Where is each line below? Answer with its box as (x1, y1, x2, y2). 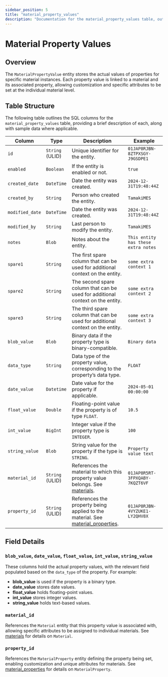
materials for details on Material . (5, 633, 73, 639)
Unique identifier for (71, 147, 119, 154)
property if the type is (71, 448, 123, 455)
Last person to (71, 220, 106, 227)
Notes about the (71, 236, 110, 243)
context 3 (127, 318, 151, 323)
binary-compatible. (71, 344, 117, 351)
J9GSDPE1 (127, 156, 148, 161)
